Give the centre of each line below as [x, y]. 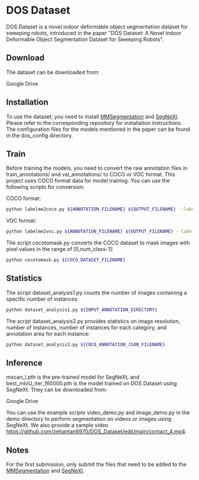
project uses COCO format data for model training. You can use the [88, 181]
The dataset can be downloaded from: [53, 72]
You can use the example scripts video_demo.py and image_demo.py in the [98, 413]
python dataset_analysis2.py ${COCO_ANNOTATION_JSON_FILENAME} [86, 344]
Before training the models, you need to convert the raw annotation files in [97, 168]
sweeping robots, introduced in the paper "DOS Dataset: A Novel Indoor [94, 33]
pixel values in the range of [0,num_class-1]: [60, 249]
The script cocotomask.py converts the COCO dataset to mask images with [98, 243]
